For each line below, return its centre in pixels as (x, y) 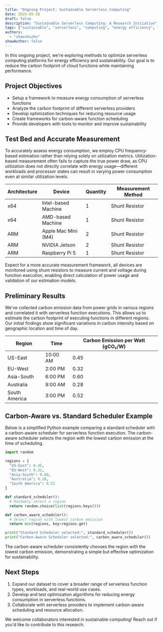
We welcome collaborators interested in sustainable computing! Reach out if (81, 619)
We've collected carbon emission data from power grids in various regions (80, 308)
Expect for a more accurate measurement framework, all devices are (73, 265)
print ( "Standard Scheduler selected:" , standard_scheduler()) (69, 533)
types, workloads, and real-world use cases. (57, 589)
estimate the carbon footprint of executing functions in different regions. (77, 318)
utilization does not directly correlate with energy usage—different (71, 166)
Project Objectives (33, 86)
